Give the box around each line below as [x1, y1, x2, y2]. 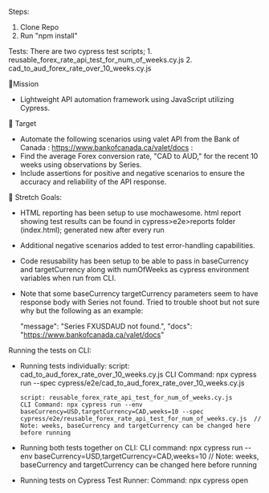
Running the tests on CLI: [8, 345, 92, 355]
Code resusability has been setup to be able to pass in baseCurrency [19, 256, 249, 266]
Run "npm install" [19, 31, 78, 40]
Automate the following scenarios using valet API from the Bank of [19, 134, 240, 144]
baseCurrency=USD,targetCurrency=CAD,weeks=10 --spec [19, 408, 204, 416]
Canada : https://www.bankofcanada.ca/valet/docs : [19, 143, 194, 152]
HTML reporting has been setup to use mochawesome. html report [19, 208, 242, 218]
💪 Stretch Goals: [8, 193, 63, 202]
